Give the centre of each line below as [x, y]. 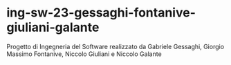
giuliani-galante [53, 27]
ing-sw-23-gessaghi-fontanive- [101, 13]
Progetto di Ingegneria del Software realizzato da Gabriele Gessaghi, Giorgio [115, 46]
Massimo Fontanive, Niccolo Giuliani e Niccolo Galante [84, 54]
